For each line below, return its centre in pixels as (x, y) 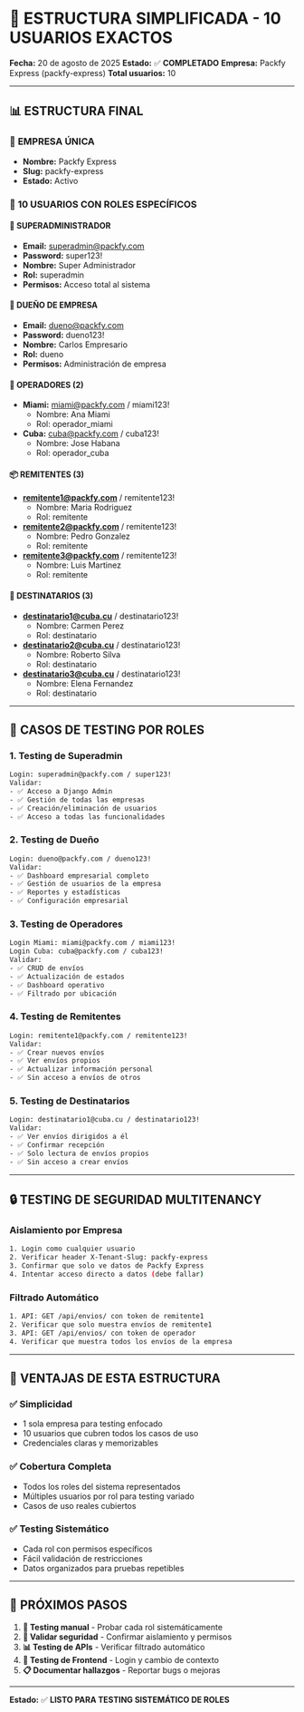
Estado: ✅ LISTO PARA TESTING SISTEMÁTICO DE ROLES (119, 1699)
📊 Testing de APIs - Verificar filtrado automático (114, 1647)
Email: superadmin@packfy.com (83, 246)
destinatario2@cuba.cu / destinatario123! (101, 645)
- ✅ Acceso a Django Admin (61, 792)
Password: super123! (62, 255)
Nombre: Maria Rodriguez (84, 508)
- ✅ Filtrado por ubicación (63, 993)
